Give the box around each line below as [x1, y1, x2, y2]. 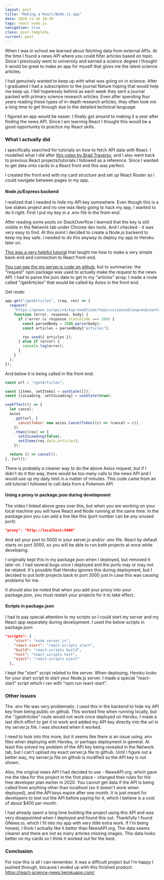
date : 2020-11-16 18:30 [5, 16, 54, 21]
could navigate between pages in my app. [5, 177, 89, 183]
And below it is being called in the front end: [5, 371, 94, 377]
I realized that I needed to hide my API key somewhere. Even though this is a [5, 199, 159, 205]
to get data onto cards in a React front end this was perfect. [5, 163, 125, 168]
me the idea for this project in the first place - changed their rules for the [5, 775, 151, 780]
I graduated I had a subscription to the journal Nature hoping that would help [5, 83, 159, 89]
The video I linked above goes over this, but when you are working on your [5, 503, 155, 508]
